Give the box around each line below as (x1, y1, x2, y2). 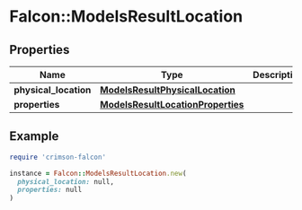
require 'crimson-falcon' (9, 153, 106, 162)
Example (9, 128, 59, 144)
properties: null (17, 186, 83, 195)
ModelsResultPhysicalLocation (100, 83, 236, 96)
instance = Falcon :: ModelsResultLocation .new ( (9, 169, 187, 178)
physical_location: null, (17, 177, 115, 186)
